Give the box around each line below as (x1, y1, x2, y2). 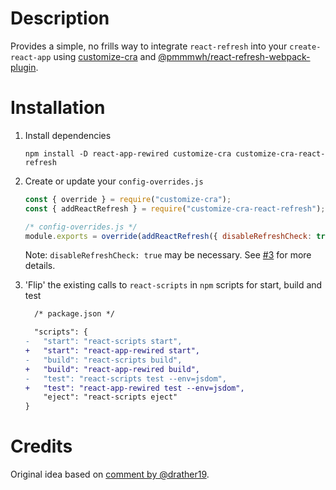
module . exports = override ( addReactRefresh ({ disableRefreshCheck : (24, 231, 313, 241)
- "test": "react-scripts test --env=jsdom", (24, 373, 227, 384)
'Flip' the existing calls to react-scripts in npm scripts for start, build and (24, 279, 323, 291)
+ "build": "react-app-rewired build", (24, 364, 200, 374)
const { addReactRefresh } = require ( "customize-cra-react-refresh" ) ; (24, 203, 326, 214)
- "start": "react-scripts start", (24, 337, 183, 347)
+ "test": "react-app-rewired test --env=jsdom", (24, 383, 245, 393)
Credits (10, 435, 73, 458)
